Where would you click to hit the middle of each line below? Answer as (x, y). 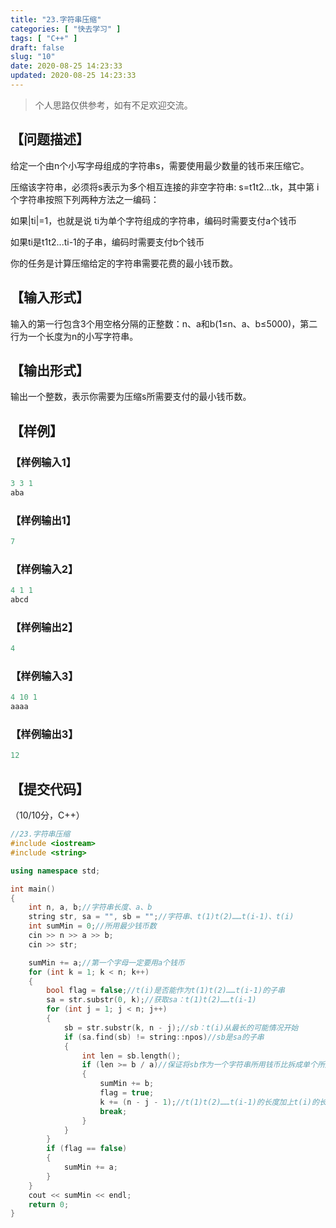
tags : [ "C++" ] (44, 38)
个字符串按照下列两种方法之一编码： (85, 199)
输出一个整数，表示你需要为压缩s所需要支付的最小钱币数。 (131, 397)
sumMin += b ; (127, 1084)
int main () (33, 889)
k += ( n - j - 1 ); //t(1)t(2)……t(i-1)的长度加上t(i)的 (209, 1102)
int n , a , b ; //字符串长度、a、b (90, 907)
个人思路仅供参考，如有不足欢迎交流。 (113, 105)
